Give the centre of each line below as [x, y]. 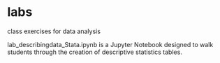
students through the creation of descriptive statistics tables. [95, 52]
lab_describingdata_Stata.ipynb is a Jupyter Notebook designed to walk [110, 44]
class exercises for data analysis [54, 31]
